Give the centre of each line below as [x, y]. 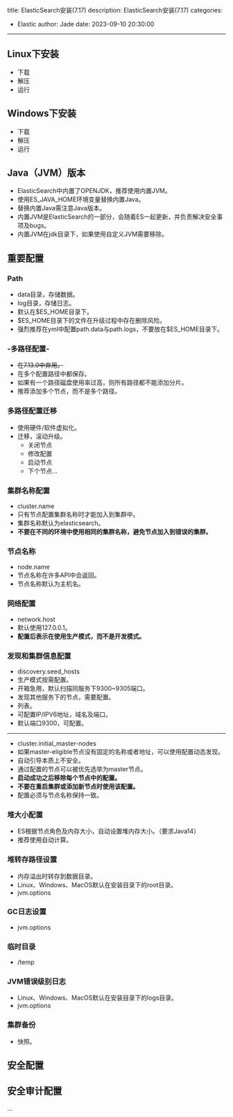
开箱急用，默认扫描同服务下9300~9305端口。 [83, 688]
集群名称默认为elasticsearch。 [61, 523]
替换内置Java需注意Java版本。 [61, 208]
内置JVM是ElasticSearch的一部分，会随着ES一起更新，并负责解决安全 [117, 217]
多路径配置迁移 [32, 411]
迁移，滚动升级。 [42, 436]
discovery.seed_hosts [48, 671]
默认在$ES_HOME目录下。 [55, 312]
